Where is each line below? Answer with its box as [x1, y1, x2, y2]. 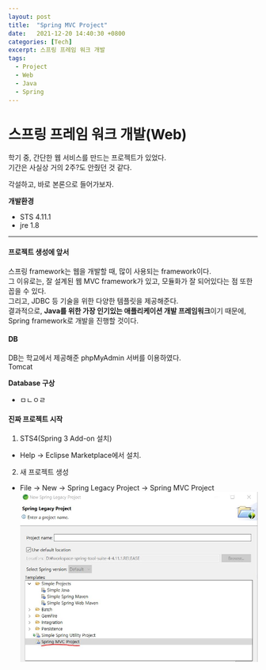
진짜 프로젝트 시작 [8, 414, 63, 424]
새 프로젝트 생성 [19, 467, 69, 477]
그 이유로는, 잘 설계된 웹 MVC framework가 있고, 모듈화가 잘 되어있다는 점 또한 [8, 276, 253, 286]
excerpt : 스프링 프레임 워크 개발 [8, 46, 105, 55]
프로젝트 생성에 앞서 [8, 248, 70, 257]
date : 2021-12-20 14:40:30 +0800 [8, 29, 126, 37]
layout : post [8, 13, 51, 21]
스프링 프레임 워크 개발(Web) [8, 125, 188, 143]
